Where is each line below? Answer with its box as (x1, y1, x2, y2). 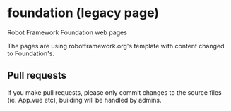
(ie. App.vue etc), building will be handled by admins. (7, 96, 162, 104)
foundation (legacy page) (7, 5, 160, 21)
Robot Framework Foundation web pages (7, 28, 127, 37)
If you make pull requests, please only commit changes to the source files (7, 88, 222, 96)
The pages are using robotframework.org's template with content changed (7, 41, 225, 50)
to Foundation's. (7, 49, 55, 58)
